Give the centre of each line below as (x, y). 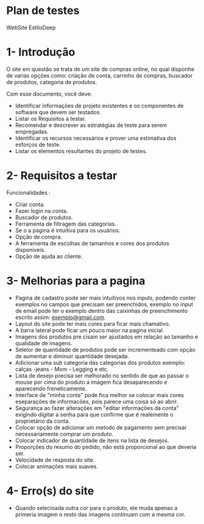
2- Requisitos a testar (62, 176)
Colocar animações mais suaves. (57, 466)
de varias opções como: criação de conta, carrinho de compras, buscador (100, 75)
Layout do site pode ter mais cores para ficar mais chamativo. (93, 323)
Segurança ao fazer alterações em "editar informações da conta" (97, 408)
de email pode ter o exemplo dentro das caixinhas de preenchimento (101, 310)
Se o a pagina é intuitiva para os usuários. (68, 230)
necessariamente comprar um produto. (64, 434)
